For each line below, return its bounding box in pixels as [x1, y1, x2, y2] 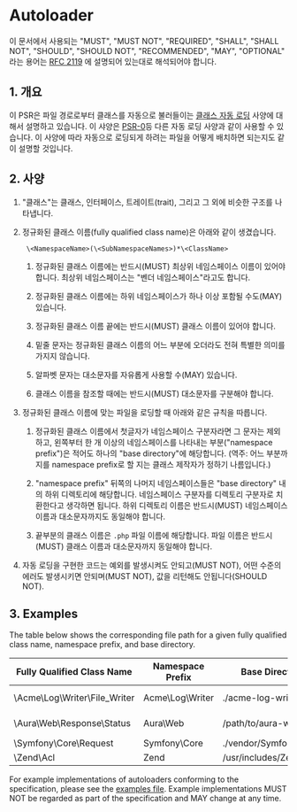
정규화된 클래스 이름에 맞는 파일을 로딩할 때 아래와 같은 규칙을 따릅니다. [21, 406, 268, 417]
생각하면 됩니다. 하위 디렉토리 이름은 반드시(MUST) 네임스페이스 [65, 499, 288, 510]
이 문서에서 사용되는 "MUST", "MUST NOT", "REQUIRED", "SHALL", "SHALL [9, 35, 279, 46]
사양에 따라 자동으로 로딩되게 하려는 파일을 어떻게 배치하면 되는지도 [43, 132, 276, 143]
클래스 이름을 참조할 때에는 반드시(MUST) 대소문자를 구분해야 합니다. [34, 388, 274, 398]
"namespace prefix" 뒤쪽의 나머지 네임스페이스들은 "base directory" [34, 477, 277, 488]
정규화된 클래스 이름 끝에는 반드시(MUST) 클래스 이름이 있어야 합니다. [34, 321, 277, 331]
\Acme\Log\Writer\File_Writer [13, 692, 135, 704]
